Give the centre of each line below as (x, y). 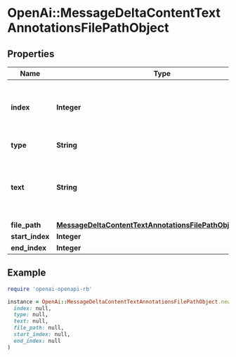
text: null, (31, 321)
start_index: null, (42, 335)
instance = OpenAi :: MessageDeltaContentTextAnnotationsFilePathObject (113, 301)
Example (27, 273)
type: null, (31, 315)
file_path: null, (39, 328)
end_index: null (37, 341)
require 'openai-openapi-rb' (50, 289)
